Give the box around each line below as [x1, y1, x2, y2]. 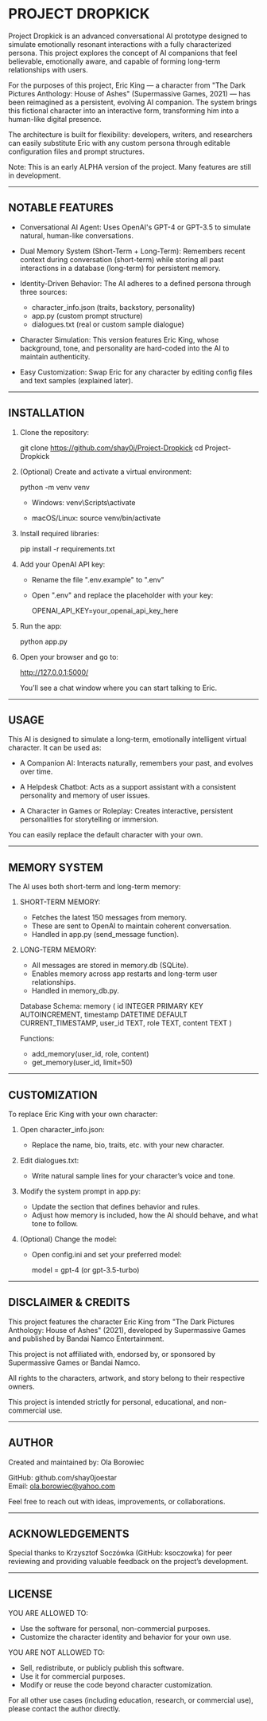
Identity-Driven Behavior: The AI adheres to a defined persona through [19, 278, 252, 288]
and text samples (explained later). [19, 375, 133, 385]
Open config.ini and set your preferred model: [31, 1250, 182, 1259]
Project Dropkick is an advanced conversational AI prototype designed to [8, 31, 248, 41]
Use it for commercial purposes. [19, 1672, 126, 1681]
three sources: [19, 287, 68, 296]
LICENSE [8, 1587, 53, 1601]
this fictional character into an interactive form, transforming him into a [8, 105, 240, 116]
